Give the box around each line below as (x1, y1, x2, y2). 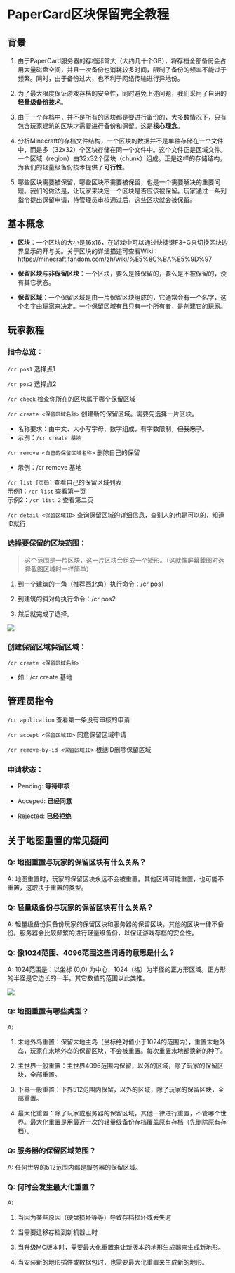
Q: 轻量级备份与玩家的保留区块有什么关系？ (7, 902, 154, 912)
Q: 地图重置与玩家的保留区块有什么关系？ (7, 857, 147, 867)
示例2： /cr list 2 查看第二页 (7, 495, 94, 504)
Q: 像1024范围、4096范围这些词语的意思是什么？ (7, 948, 175, 958)
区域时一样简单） (43, 564, 93, 573)
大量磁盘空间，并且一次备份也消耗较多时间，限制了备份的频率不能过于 (23, 65, 227, 74)
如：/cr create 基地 (17, 673, 72, 682)
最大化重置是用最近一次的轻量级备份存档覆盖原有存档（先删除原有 (29, 1118, 221, 1126)
